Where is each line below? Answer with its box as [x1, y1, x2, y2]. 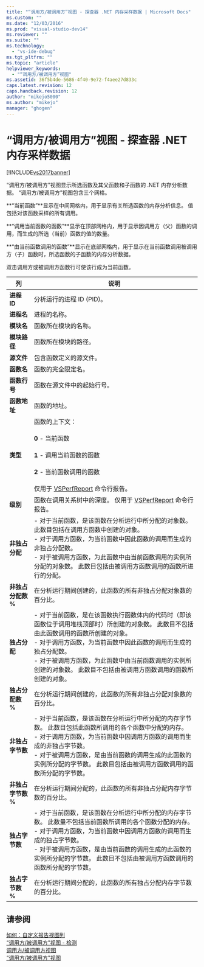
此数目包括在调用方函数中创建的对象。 [33, 526, 144, 534]
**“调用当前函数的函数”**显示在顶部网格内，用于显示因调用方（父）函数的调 [6, 223, 197, 230]
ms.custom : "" [6, 15, 42, 21]
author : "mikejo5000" [6, 94, 61, 100]
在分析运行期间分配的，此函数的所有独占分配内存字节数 [33, 879, 192, 887]
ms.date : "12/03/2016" [6, 20, 64, 26]
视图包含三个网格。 [62, 189, 110, 197]
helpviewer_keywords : [6, 65, 61, 72]
